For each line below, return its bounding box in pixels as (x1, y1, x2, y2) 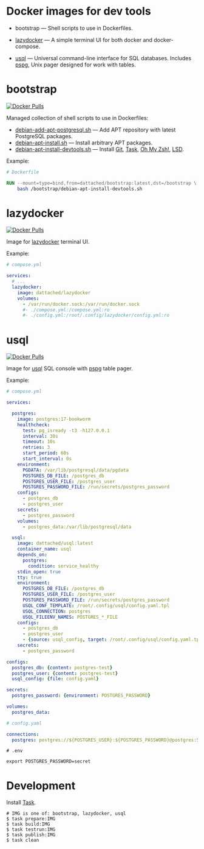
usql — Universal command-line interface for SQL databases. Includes (15, 54, 192, 62)
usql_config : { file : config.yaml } (12, 676, 99, 682)
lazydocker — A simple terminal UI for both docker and (15, 36, 153, 43)
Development (6, 778, 76, 792)
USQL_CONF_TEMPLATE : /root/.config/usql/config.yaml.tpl (22, 602, 170, 608)
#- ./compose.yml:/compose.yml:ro (22, 306, 110, 313)
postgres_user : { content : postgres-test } (12, 670, 118, 677)
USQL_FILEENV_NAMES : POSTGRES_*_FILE (22, 614, 118, 620)
